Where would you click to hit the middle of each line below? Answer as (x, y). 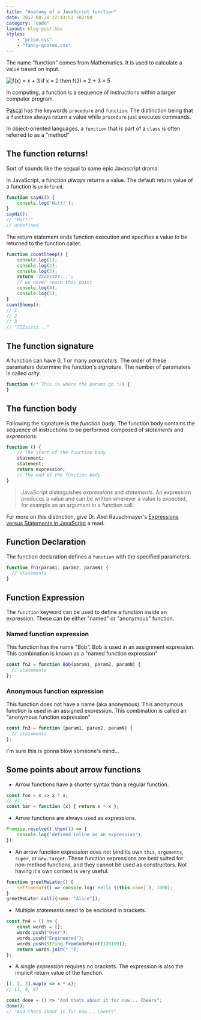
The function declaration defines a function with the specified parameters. (99, 556)
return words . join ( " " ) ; (48, 950)
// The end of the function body (59, 475)
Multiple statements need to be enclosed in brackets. (81, 910)
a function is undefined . (35, 186)
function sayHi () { (31, 197)
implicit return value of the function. (59, 973)
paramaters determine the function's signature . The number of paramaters (98, 367)
